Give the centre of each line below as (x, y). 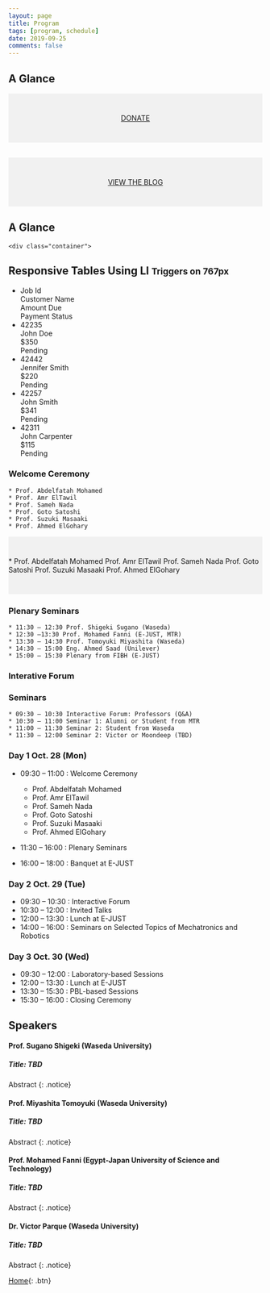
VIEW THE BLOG (135, 181)
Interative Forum (42, 676)
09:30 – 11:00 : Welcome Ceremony (79, 773)
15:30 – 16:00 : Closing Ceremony (75, 1000)
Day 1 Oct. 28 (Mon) (48, 756)
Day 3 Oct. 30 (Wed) (49, 957)
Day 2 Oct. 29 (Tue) (47, 884)
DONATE (135, 118)
